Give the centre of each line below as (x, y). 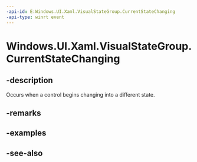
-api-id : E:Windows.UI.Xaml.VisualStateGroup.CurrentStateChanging (91, 11)
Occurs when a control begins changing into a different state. (81, 94)
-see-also (24, 153)
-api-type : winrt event (35, 17)
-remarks (24, 113)
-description (29, 80)
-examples (26, 133)
